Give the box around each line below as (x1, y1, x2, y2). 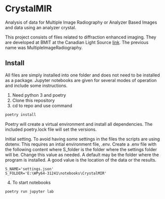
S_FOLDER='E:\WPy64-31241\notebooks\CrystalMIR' (5, 171, 107, 176)
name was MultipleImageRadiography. (5, 44, 83, 50)
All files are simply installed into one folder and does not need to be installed (5, 72, 160, 78)
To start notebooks (12, 179, 51, 185)
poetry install (5, 112, 36, 117)
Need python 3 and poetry (12, 92, 66, 98)
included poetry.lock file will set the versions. (5, 126, 97, 132)
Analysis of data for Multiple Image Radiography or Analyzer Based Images (5, 19, 158, 25)
